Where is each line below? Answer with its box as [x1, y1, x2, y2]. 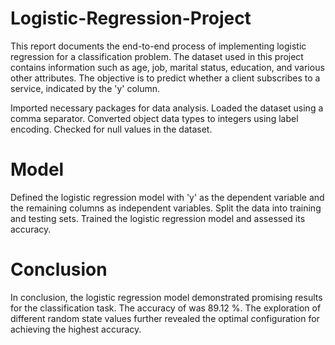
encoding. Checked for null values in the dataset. [10, 123, 213, 135]
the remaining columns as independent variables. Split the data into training [10, 202, 322, 214]
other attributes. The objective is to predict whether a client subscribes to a [10, 72, 321, 84]
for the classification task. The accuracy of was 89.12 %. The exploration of [10, 302, 322, 314]
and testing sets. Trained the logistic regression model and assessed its [10, 212, 306, 224]
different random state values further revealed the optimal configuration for [10, 312, 320, 324]
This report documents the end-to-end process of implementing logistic [10, 40, 307, 52]
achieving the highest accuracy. [10, 323, 142, 335]
